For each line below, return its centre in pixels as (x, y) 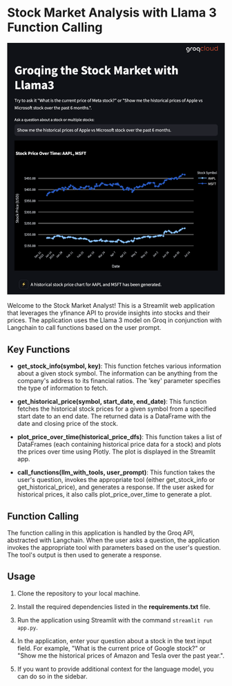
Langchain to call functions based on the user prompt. (84, 328)
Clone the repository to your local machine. (78, 593)
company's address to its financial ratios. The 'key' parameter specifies (119, 381)
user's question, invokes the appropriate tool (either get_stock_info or (116, 480)
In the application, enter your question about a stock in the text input (114, 640)
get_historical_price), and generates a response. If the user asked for (115, 487)
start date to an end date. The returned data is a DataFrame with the (114, 416)
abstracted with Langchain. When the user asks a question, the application (113, 540)
